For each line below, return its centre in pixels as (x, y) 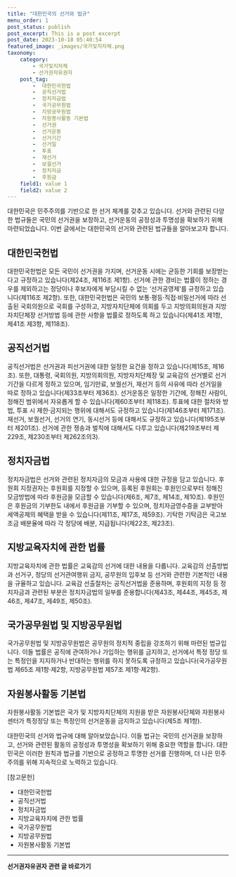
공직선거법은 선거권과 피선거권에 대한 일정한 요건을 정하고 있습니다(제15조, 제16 (116, 366)
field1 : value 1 (44, 183)
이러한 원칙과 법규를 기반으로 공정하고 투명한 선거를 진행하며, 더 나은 (119, 753)
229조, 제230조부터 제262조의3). (54, 436)
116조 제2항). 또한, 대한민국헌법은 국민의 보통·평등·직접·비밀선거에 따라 (123, 298)
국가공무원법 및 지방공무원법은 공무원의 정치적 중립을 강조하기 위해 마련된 (108, 643)
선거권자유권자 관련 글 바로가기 (49, 866)
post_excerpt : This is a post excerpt (64, 33)
